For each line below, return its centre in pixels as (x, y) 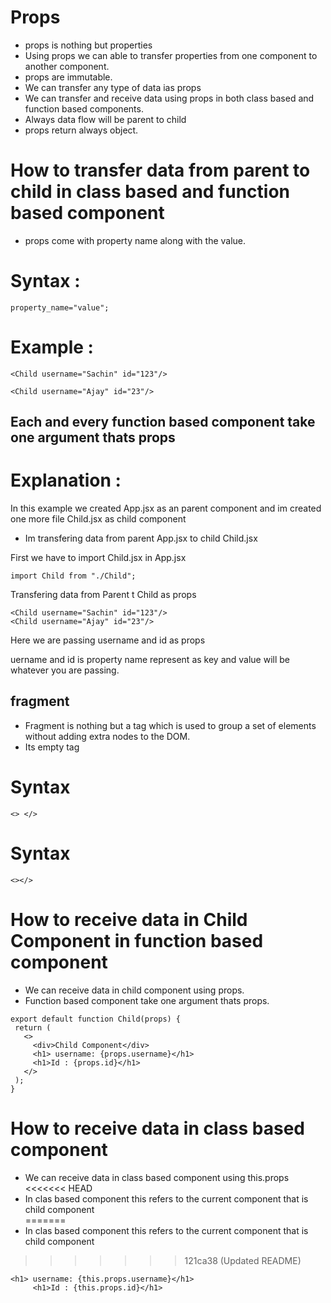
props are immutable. (68, 77)
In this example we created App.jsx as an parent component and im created (166, 508)
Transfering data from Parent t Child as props (103, 595)
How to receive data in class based (157, 1128)
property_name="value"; (60, 307)
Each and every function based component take (163, 422)
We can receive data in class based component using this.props (157, 1177)
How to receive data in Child (129, 919)
